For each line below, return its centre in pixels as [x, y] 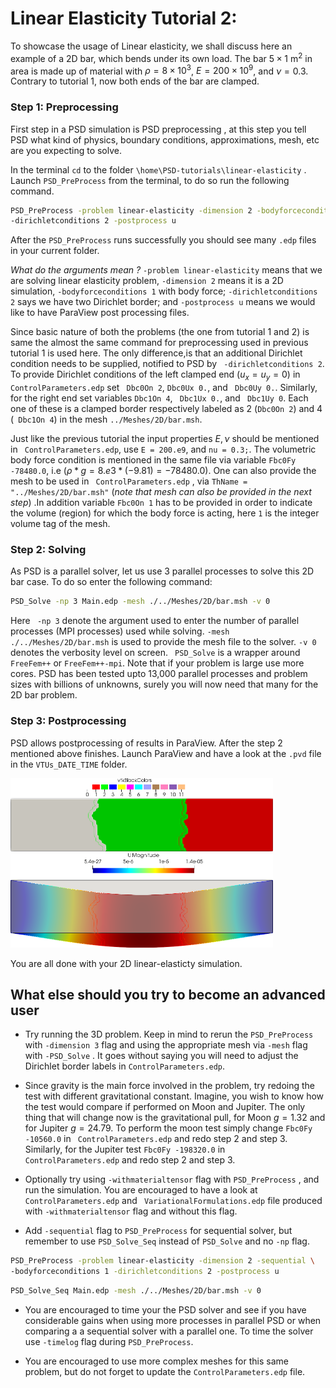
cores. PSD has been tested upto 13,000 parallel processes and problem [159, 674]
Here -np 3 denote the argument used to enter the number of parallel [155, 621]
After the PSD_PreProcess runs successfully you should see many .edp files [163, 240]
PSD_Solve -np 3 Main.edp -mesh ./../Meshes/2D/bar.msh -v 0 [140, 602]
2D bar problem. [44, 695]
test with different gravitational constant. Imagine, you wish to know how [174, 1096]
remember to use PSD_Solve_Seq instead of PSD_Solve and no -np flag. [167, 1241]
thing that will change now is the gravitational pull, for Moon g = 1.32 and [175, 1118]
